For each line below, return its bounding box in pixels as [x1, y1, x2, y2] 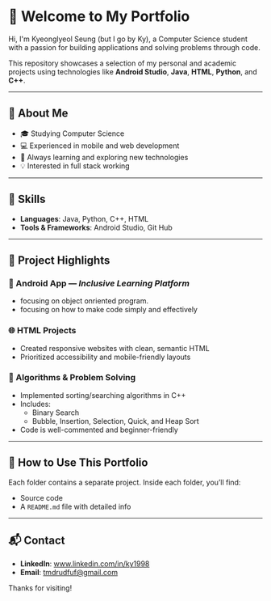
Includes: [19, 399, 51, 408]
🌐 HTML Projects [8, 325, 77, 336]
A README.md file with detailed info [19, 502, 131, 511]
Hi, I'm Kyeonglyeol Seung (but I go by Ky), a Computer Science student [8, 34, 248, 44]
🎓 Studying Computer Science [19, 129, 125, 138]
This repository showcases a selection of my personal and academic [8, 58, 236, 68]
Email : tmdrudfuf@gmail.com [19, 568, 119, 578]
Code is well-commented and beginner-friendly [19, 425, 179, 434]
